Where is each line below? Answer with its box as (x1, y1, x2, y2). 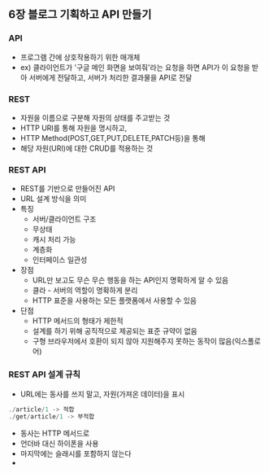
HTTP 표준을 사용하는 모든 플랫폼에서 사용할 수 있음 (32, 296, 197, 305)
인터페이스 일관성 (32, 255, 88, 265)
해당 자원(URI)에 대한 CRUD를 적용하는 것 (20, 143, 154, 153)
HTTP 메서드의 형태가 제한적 (32, 316, 124, 326)
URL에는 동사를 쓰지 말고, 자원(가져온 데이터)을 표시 (20, 389, 185, 399)
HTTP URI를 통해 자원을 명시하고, (20, 123, 128, 133)
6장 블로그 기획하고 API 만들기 (8, 7, 152, 22)
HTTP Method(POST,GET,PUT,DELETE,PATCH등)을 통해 (20, 133, 206, 142)
